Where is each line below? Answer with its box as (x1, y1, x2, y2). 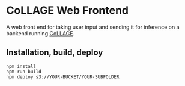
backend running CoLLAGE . (6, 29, 75, 37)
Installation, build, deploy (6, 48, 103, 58)
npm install (6, 63, 36, 69)
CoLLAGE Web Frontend (6, 4, 129, 17)
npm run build (6, 69, 42, 75)
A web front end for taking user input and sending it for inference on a (6, 23, 180, 31)
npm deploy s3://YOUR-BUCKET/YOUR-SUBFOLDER (6, 73, 120, 80)
